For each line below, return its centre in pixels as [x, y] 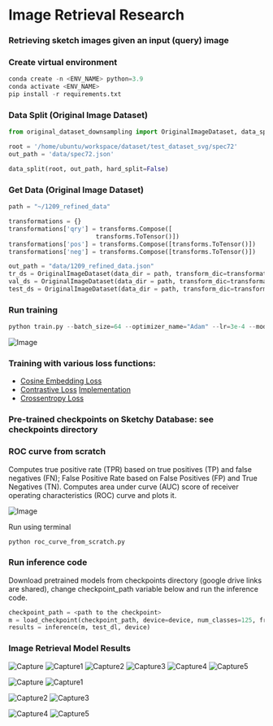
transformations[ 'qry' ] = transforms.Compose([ [91, 229]
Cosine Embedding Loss [61, 381]
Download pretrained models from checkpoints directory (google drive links [135, 580]
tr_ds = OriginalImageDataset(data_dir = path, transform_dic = [118, 274]
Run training [33, 309]
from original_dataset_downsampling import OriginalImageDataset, [123, 132]
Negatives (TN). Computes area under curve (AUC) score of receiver [123, 487]
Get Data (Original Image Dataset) [76, 190]
